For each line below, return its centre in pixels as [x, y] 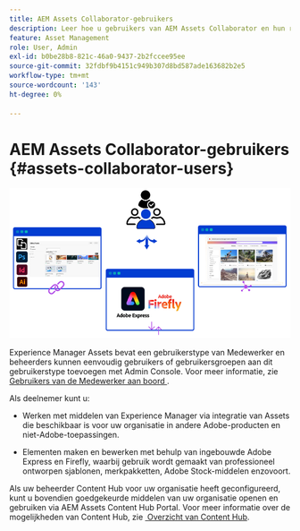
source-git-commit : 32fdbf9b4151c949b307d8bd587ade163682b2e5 [127, 66]
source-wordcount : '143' [55, 85]
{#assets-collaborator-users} [122, 168]
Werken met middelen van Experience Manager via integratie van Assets [156, 415]
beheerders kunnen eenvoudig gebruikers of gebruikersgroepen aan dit [141, 362]
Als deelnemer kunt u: [50, 398]
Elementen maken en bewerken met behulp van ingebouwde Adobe [147, 451]
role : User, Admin [43, 47]
